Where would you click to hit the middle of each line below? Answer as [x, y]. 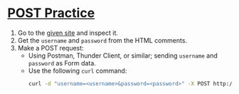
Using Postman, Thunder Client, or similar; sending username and [123, 56]
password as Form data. [62, 63]
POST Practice [51, 13]
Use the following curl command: [78, 70]
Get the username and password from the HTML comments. [102, 40]
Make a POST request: [51, 48]
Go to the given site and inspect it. [68, 33]
